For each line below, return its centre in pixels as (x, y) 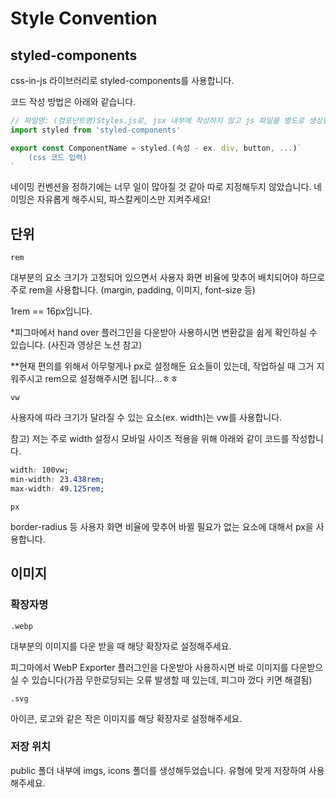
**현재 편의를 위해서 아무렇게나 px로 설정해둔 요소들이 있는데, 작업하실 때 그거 (162, 366)
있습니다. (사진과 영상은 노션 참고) (76, 345)
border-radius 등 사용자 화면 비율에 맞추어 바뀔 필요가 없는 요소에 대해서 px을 (162, 526)
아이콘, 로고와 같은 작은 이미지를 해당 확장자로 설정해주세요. (126, 718)
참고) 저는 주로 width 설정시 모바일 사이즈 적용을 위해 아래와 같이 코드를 (150, 439)
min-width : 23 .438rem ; (57, 480)
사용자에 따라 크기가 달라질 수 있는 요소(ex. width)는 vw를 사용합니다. (146, 418)
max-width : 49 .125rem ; (57, 488)
